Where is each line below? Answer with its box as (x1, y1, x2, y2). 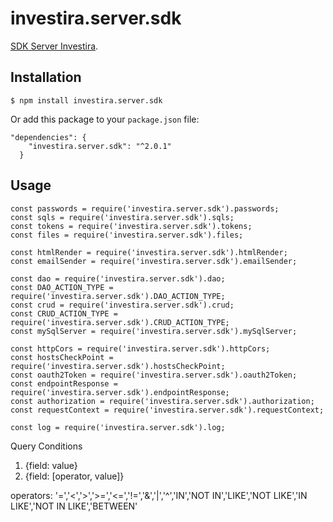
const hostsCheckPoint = (10, 352, 114, 362)
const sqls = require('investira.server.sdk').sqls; (10, 212, 235, 222)
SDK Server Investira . (10, 40, 99, 52)
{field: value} (24, 459, 78, 471)
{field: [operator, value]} (24, 470, 125, 482)
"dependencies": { (10, 132, 87, 142)
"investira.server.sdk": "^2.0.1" (28, 141, 172, 151)
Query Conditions (10, 440, 83, 452)
